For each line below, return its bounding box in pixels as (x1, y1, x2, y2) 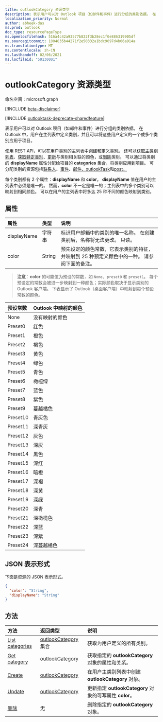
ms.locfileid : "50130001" (5, 57, 57, 62)
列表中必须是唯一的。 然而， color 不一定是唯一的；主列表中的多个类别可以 (5, 183, 154, 189)
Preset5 (7, 369, 26, 375)
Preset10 (7, 414, 29, 421)
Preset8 (7, 396, 26, 403)
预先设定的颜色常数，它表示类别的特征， (61, 246, 154, 252)
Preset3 (7, 351, 26, 357)
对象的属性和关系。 (87, 659, 131, 666)
